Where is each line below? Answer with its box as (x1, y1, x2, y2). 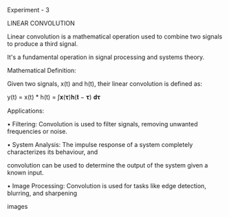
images (7, 203, 28, 210)
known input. (7, 168, 44, 176)
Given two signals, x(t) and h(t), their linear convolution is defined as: (7, 80, 203, 88)
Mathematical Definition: (7, 67, 77, 74)
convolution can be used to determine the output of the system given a (7, 161, 208, 169)
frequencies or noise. (7, 127, 67, 135)
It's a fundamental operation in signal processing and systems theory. (7, 53, 205, 61)
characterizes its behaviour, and (7, 148, 98, 156)
